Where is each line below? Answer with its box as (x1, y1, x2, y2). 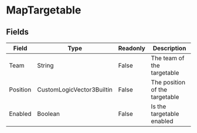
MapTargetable (6, 4, 81, 17)
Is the (151, 103, 167, 110)
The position (151, 79, 186, 86)
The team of (151, 54, 185, 62)
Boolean (37, 110, 60, 118)
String (37, 62, 54, 69)
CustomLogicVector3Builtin (37, 86, 113, 94)
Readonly (118, 45, 145, 52)
